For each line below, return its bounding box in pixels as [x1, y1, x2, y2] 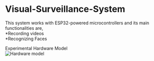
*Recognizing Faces [5, 36, 47, 42]
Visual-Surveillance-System [5, 3, 126, 15]
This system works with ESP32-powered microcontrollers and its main [5, 20, 150, 26]
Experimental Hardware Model [5, 45, 68, 51]
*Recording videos [5, 30, 44, 36]
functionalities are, [5, 25, 43, 31]
